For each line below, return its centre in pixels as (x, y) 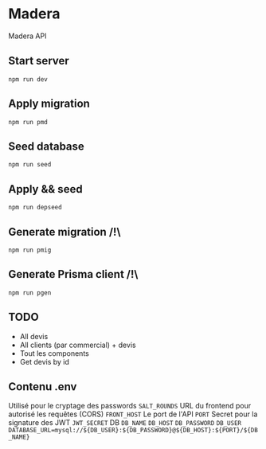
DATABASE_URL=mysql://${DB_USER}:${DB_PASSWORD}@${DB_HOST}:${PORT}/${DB (133, 431)
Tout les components (54, 353)
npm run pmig (30, 250)
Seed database (47, 146)
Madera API (27, 36)
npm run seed (30, 165)
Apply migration (49, 104)
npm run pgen (30, 293)
